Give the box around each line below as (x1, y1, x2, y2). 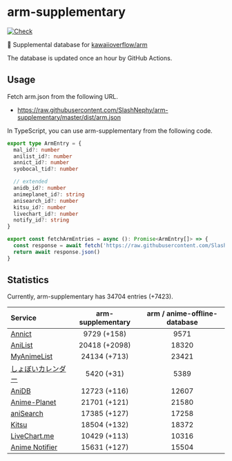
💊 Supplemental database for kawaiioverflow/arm (7, 40, 148, 48)
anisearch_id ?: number (13, 197, 79, 204)
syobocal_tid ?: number (13, 165, 79, 173)
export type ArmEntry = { (7, 140, 81, 147)
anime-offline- (166, 309, 218, 318)
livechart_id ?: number (13, 210, 79, 217)
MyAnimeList (10, 352, 53, 361)
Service (10, 313, 37, 323)
